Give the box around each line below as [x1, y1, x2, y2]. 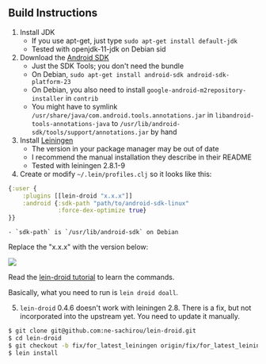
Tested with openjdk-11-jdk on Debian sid [31, 44, 166, 54]
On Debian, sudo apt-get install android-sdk [31, 69, 184, 79]
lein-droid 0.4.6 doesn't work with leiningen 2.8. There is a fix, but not [19, 303, 252, 312]
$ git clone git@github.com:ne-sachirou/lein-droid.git [8, 327, 196, 335]
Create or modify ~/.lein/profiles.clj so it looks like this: [19, 169, 212, 178]
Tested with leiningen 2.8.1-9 [31, 160, 125, 170]
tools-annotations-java [31, 120, 111, 128]
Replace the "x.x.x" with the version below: [8, 242, 149, 252]
